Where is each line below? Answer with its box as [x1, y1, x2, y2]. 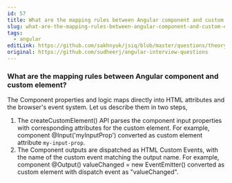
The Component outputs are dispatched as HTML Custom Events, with [17, 146, 219, 154]
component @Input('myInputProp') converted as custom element [17, 131, 203, 139]
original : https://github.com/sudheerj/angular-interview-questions [7, 49, 209, 56]
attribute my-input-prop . [17, 139, 86, 147]
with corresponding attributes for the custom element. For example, [17, 124, 210, 132]
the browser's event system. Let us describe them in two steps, [7, 103, 188, 111]
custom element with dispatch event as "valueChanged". [17, 168, 179, 176]
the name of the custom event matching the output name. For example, [17, 153, 220, 162]
